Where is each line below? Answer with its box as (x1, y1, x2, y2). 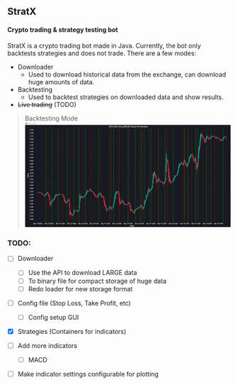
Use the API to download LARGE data (28, 269, 137, 277)
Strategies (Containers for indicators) (17, 327, 127, 335)
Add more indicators (17, 341, 78, 350)
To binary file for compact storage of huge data (28, 277, 167, 285)
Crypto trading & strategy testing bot (7, 25, 118, 34)
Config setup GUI (28, 313, 79, 321)
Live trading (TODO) (17, 100, 76, 108)
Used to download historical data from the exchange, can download (28, 70, 227, 79)
